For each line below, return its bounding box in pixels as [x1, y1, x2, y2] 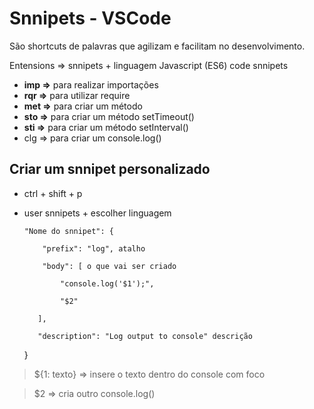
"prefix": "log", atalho [42, 243, 146, 254]
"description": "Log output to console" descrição [37, 331, 253, 341]
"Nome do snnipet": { [23, 226, 114, 236]
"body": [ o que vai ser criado [42, 261, 177, 271]
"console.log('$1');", [60, 278, 155, 289]
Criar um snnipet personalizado [9, 161, 211, 178]
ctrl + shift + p [23, 187, 83, 199]
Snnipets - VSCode [9, 7, 172, 30]
